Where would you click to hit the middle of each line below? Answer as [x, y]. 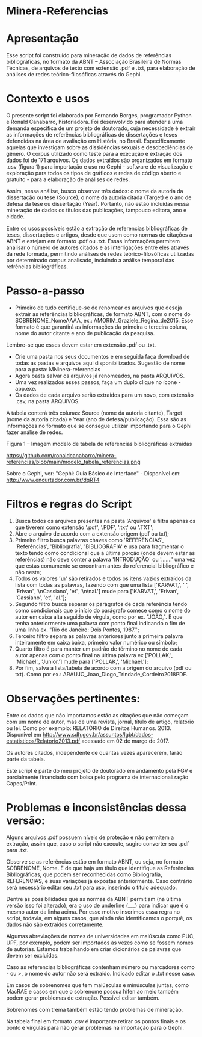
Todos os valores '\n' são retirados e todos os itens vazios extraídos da [103, 578]
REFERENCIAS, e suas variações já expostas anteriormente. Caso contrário [99, 881]
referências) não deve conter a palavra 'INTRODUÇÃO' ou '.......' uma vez [105, 559]
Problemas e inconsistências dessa [96, 808]
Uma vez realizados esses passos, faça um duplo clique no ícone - [98, 382]
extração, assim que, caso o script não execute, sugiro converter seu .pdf [98, 843]
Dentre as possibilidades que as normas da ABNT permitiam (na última [94, 899]
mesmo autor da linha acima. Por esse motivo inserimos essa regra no [93, 912]
